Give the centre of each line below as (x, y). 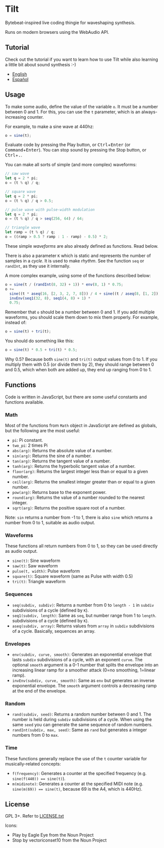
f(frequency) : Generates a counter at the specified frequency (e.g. (79, 773)
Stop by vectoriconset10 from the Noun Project (59, 840)
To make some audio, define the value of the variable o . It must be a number (82, 106)
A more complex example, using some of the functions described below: (78, 275)
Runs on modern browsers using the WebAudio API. (57, 32)
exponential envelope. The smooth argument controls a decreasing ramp (84, 686)
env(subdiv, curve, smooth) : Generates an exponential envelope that (82, 655)
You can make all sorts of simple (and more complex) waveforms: (71, 165)
